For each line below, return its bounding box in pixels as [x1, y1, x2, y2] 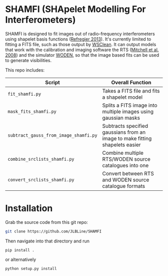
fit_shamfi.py [7, 91, 41, 97]
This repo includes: [5, 67, 45, 73]
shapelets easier [102, 141, 141, 148]
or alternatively [5, 256, 36, 262]
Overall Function [111, 79, 151, 86]
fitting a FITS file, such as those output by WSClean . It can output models [5, 41, 156, 47]
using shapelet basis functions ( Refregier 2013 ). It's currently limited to [5, 36, 151, 42]
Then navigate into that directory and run [5, 238, 90, 244]
